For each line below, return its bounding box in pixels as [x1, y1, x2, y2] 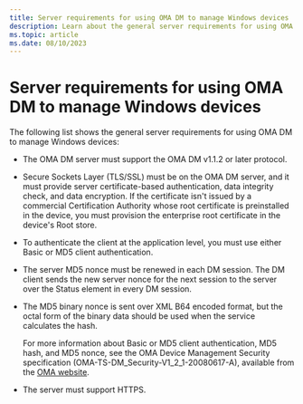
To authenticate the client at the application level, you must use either [22, 237, 282, 248]
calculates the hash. [22, 321, 98, 332]
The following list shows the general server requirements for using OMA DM [9, 127, 293, 138]
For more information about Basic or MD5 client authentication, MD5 [22, 338, 278, 349]
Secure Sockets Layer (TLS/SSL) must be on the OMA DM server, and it [22, 171, 289, 182]
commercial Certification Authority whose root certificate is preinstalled [22, 200, 289, 211]
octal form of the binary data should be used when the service [22, 311, 256, 322]
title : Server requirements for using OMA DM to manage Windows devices [9, 13, 289, 23]
